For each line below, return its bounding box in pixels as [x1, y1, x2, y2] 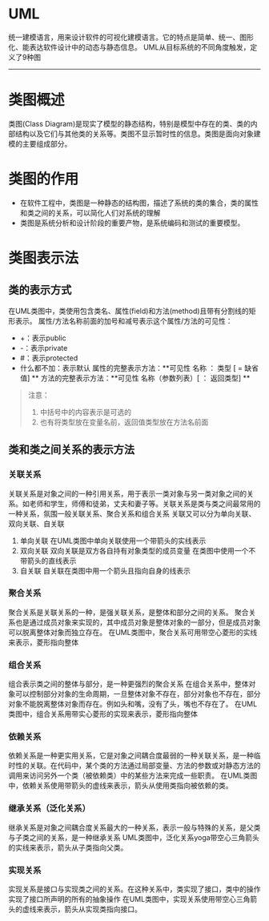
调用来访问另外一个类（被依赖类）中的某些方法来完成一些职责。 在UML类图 [8, 770, 258, 781]
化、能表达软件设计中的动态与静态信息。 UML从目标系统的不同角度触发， [8, 42, 251, 52]
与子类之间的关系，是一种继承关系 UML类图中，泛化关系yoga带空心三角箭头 [8, 832, 260, 842]
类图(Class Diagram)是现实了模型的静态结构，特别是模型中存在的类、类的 [8, 119, 251, 128]
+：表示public [19, 333, 66, 343]
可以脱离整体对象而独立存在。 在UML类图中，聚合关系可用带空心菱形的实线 [8, 627, 258, 637]
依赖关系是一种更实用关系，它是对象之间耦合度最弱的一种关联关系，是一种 [8, 750, 254, 761]
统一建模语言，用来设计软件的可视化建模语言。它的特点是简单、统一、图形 [8, 32, 254, 42]
